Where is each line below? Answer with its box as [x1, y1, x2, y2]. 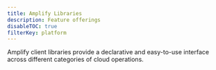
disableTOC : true [7, 23, 58, 30]
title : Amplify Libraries [7, 10, 82, 17]
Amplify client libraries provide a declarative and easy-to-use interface [7, 48, 210, 56]
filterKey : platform [7, 29, 67, 36]
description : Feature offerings [7, 16, 101, 23]
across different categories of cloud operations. [7, 56, 144, 64]
